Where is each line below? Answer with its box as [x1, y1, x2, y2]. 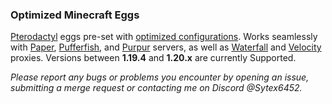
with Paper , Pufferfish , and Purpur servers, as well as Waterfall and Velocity [10, 41, 322, 53]
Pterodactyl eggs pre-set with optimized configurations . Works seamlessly [10, 31, 318, 43]
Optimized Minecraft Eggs [10, 8, 140, 22]
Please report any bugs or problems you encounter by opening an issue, [10, 71, 310, 83]
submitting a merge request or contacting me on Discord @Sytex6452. [10, 82, 303, 94]
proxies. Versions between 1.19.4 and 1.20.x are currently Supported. [10, 52, 297, 64]
